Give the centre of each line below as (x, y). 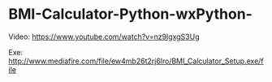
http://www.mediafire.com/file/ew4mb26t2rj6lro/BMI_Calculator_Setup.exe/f (136, 61)
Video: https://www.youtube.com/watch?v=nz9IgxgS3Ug (104, 37)
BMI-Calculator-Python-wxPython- (131, 14)
